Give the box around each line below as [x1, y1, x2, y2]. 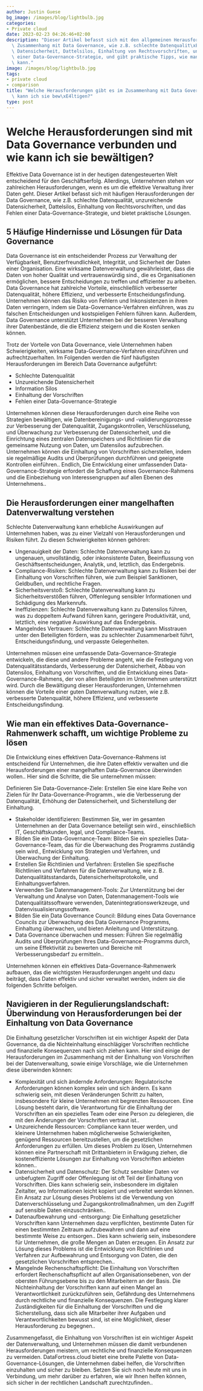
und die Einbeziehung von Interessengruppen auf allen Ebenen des [6, 474, 173, 481]
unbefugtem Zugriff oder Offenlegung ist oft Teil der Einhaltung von [14, 1174, 183, 1182]
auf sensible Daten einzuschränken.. [14, 1206, 106, 1214]
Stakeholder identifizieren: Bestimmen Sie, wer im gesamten [14, 816, 165, 823]
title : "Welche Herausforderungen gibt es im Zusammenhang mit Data [6, 88, 182, 94]
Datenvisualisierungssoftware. [14, 906, 91, 912]
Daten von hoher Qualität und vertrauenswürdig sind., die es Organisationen [6, 272, 196, 279]
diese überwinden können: [6, 1066, 72, 1073]
